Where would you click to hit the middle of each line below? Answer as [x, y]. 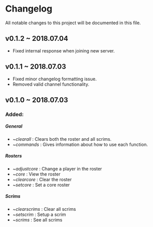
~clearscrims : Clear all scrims [44, 209]
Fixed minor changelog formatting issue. [55, 79]
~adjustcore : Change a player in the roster [57, 168]
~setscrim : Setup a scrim [39, 214]
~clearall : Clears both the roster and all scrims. [62, 139]
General [14, 126]
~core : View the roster [36, 174]
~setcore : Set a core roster [41, 185]
